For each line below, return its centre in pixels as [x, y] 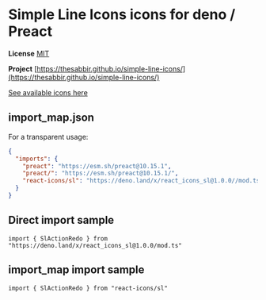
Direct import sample [61, 220]
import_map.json [51, 118]
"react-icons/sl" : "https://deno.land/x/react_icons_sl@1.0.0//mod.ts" [143, 181]
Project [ [23, 68]
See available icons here [48, 92]
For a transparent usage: [48, 137]
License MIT [29, 53]
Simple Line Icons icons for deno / [122, 15]
